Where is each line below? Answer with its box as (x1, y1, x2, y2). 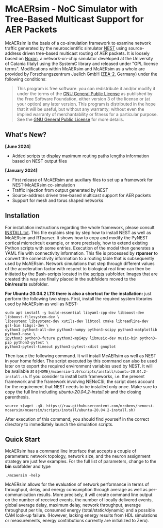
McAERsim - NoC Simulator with (5, 3, 138, 15)
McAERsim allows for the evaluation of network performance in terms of (5, 481, 149, 487)
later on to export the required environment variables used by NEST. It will (5, 363, 153, 369)
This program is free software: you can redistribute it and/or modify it (16, 85, 156, 91)
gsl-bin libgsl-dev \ (5, 323, 49, 328)
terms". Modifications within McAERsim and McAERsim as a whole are (5, 66, 145, 71)
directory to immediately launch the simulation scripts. (5, 421, 114, 427)
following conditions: (5, 76, 47, 82)
